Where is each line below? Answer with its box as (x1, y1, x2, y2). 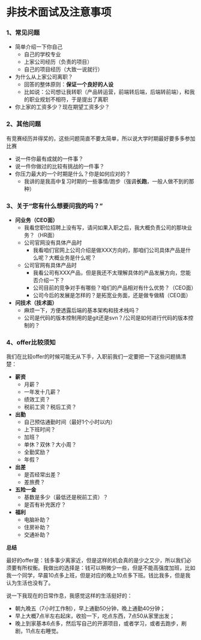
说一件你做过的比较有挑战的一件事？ (14, 162, 105, 170)
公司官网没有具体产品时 (23, 239, 82, 247)
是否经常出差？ (23, 471, 61, 478)
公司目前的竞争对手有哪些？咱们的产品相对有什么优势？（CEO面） (32, 284, 197, 292)
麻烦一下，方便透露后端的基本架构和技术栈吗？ (23, 307, 140, 314)
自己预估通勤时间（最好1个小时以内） (23, 419, 116, 426)
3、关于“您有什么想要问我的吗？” (6, 202, 103, 210)
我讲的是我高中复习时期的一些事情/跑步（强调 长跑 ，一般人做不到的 (23, 177, 189, 185)
